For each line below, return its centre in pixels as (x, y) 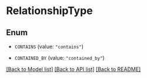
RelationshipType (49, 11)
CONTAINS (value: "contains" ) (49, 46)
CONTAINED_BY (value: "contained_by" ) (59, 58)
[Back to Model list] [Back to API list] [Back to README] (73, 69)
